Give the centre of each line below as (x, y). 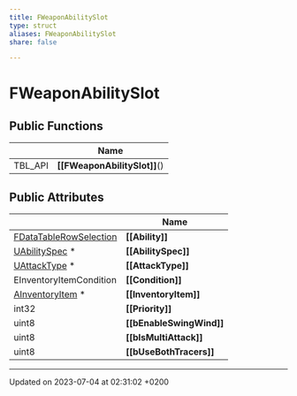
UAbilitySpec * (45, 251)
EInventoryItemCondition (65, 280)
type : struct (33, 26)
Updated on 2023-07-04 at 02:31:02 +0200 (89, 382)
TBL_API (31, 166)
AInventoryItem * (49, 294)
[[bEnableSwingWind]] (175, 324)
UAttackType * (44, 266)
